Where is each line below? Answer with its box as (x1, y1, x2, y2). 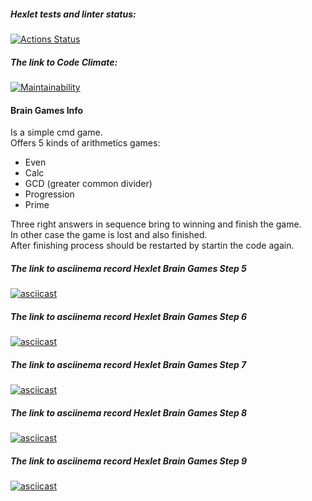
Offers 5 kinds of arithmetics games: (10, 137, 161, 149)
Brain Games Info (10, 104, 84, 116)
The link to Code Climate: (10, 56, 118, 68)
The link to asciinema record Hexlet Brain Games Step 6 (10, 310, 248, 322)
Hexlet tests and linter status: (10, 8, 137, 20)
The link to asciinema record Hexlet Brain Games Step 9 (10, 455, 248, 467)
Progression (24, 188, 75, 200)
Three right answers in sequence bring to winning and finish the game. (10, 218, 302, 230)
